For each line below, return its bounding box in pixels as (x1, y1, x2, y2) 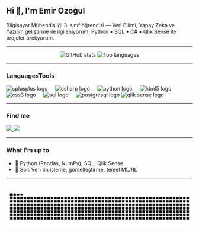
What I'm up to (6, 146, 49, 154)
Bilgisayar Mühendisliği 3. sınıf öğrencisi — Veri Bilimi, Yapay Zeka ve (6, 21, 175, 28)
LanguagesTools (6, 72, 55, 80)
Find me (6, 112, 30, 120)
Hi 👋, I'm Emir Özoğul (6, 6, 85, 16)
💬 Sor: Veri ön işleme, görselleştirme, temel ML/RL (14, 166, 137, 173)
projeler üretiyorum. (6, 34, 54, 41)
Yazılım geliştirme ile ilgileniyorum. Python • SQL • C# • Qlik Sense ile (6, 28, 176, 35)
